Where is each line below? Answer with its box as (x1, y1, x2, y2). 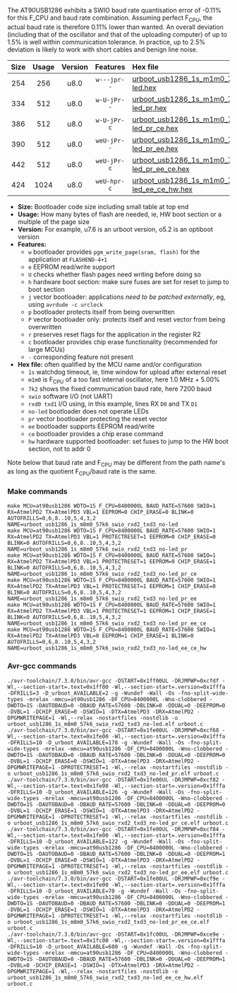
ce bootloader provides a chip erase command (28, 429, 164, 437)
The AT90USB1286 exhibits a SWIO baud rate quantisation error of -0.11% (7, 6, 221, 14)
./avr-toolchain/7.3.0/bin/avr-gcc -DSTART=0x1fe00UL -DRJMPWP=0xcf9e (7, 875, 219, 882)
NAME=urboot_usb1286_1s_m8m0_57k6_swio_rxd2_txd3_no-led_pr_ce (7, 570, 197, 578)
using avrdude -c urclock (28, 300, 104, 308)
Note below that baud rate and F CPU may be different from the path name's (7, 458, 226, 469)
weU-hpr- (95, 177, 125, 185)
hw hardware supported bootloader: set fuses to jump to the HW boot (28, 437, 229, 445)
